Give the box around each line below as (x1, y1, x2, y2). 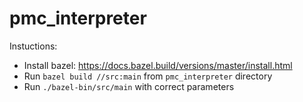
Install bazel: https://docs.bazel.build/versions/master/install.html (23, 59, 293, 71)
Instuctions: (9, 40, 58, 52)
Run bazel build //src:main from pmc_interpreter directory (23, 70, 273, 82)
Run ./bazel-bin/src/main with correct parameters (23, 80, 235, 92)
